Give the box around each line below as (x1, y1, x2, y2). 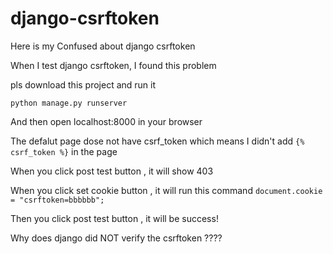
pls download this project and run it (10, 78, 157, 91)
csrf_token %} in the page (10, 145, 118, 157)
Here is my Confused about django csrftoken (10, 40, 196, 52)
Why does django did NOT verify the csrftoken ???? (10, 232, 223, 244)
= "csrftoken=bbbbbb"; (10, 195, 105, 205)
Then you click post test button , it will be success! (10, 212, 219, 224)
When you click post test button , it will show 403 (10, 165, 214, 177)
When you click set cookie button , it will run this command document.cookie (10, 184, 323, 196)
